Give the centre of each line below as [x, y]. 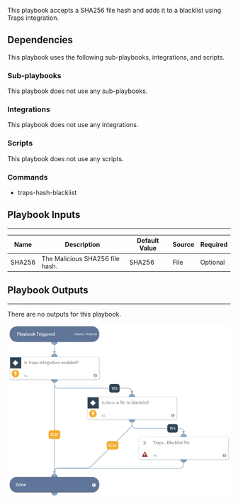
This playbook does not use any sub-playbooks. [78, 91]
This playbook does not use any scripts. [66, 158]
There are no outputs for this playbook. [64, 314]
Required [214, 244]
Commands [28, 177]
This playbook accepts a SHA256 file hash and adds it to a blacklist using [114, 10]
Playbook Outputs [48, 290]
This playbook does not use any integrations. [73, 125]
